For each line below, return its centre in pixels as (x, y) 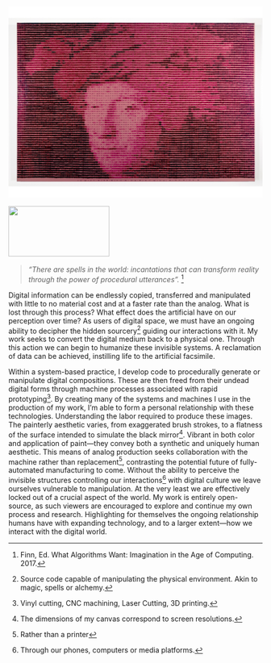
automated (26, 470)
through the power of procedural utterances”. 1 (106, 278)
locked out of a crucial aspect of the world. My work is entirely (112, 497)
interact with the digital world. (58, 532)
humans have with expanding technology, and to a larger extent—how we (130, 523)
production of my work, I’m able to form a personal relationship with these (131, 407)
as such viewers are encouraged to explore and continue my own (144, 506)
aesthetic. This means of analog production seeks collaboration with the (128, 452)
